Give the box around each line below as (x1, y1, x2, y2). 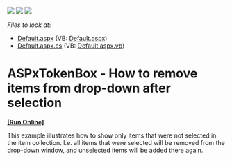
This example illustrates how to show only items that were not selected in (7, 131, 217, 140)
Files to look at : (7, 21, 51, 29)
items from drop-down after (7, 80, 172, 96)
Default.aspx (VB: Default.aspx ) (17, 35, 108, 42)
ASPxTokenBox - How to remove (7, 66, 198, 82)
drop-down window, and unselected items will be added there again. (7, 146, 204, 154)
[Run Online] (7, 117, 44, 126)
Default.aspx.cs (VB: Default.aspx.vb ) (17, 41, 125, 50)
